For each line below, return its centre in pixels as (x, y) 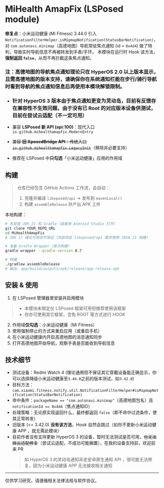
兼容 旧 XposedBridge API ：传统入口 (49, 142)
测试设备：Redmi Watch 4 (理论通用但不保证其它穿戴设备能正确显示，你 (84, 373)
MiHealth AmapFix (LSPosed (64, 9)
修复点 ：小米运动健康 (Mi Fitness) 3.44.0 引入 (51, 33)
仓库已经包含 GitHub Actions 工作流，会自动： (63, 188)
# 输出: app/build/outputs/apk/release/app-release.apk (62, 269)
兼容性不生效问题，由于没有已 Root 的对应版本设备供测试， (87, 108)
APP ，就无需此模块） (40, 431)
